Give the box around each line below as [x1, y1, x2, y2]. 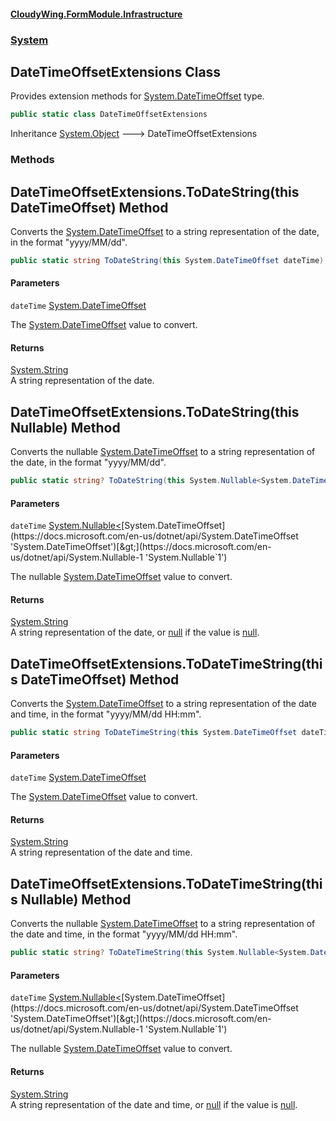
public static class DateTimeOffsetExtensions [10, 110, 208, 120]
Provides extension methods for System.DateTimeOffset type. [10, 90, 265, 102]
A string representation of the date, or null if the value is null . [10, 626, 260, 639]
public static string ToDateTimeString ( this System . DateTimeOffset [10, 728, 298, 738]
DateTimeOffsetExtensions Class [10, 63, 222, 80]
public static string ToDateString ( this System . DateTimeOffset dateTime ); [10, 255, 329, 265]
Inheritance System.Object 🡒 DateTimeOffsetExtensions [10, 128, 258, 140]
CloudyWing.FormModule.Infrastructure [10, 8, 183, 20]
